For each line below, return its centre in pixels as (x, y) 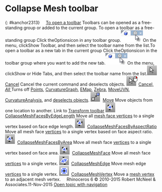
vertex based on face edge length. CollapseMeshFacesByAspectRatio (81, 126)
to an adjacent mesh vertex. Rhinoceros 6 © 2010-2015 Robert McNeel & (81, 179)
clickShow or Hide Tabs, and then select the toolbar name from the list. (76, 73)
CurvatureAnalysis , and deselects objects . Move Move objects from (79, 100)
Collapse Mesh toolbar (52, 9)
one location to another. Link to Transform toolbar (55, 110)
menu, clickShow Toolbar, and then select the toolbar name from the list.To (80, 45)
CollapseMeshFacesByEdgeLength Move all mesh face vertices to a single (80, 116)
